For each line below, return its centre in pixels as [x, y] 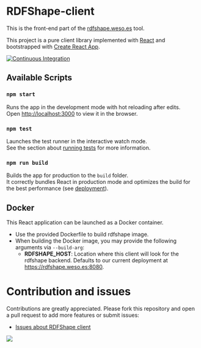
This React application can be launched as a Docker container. [85, 222]
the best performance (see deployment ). [57, 189]
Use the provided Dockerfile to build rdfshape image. [82, 235]
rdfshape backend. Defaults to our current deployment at [96, 260]
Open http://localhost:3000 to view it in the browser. [72, 113]
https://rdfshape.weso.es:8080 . [64, 267]
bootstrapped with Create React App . [53, 47]
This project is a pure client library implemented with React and [86, 40]
